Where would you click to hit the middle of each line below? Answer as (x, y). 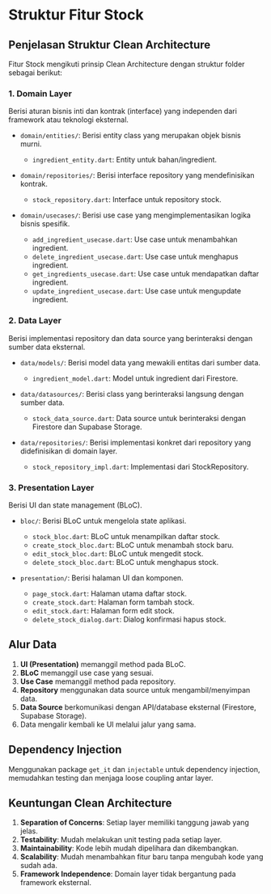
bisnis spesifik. (45, 224)
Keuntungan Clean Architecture (90, 803)
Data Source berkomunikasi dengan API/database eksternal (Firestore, (138, 707)
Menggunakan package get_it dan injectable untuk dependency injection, (134, 769)
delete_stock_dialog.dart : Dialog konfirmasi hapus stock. (129, 619)
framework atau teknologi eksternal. (69, 120)
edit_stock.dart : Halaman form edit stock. (104, 610)
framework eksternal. (55, 883)
